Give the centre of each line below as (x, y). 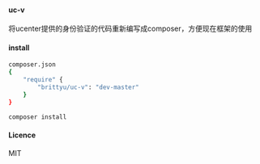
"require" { (43, 80)
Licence (22, 135)
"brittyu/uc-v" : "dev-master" (88, 87)
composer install (38, 117)
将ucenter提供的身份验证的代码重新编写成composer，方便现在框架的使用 (130, 29)
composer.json (32, 65)
